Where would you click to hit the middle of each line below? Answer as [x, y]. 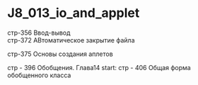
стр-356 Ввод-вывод [39, 33]
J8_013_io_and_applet [74, 13]
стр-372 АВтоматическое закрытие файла [71, 40]
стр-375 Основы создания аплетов [60, 54]
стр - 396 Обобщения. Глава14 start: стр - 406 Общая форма [99, 67]
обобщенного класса [39, 75]
